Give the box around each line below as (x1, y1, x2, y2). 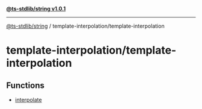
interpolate (14, 96, 42, 103)
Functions (6, 80, 45, 90)
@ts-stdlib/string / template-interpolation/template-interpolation (6, 22, 165, 30)
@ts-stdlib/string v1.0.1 (6, 5, 66, 12)
